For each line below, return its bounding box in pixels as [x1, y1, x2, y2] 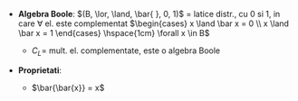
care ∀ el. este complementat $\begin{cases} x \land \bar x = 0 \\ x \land [17, 18, 290, 29]
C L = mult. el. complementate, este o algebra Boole [31, 45, 220, 58]
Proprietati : [17, 64, 62, 76]
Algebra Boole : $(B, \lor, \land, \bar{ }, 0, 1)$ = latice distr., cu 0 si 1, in [17, 9, 281, 19]
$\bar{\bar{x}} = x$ [31, 82, 105, 93]
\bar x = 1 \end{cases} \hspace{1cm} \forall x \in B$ [17, 28, 210, 38]
